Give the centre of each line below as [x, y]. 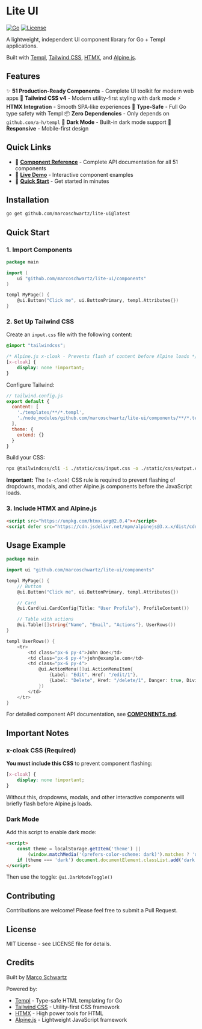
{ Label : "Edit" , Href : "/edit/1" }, [93, 675]
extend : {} [31, 435]
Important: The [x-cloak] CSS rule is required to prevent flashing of [91, 480]
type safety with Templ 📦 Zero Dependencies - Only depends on [88, 113]
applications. [22, 46]
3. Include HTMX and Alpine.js [52, 508]
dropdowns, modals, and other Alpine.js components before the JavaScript [99, 487]
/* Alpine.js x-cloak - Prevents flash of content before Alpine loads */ [102, 357]
